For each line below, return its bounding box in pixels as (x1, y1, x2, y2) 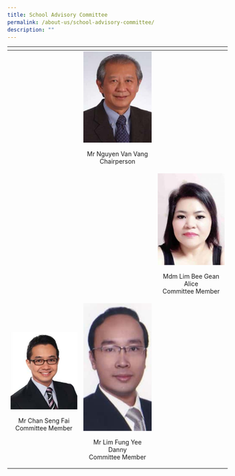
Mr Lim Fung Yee (93, 437, 142, 446)
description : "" (7, 26, 55, 33)
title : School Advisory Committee (7, 11, 108, 18)
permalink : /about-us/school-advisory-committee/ (7, 18, 155, 26)
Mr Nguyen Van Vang (87, 150, 148, 158)
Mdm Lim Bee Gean (163, 272, 220, 280)
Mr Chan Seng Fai (18, 416, 70, 425)
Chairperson (99, 157, 136, 165)
